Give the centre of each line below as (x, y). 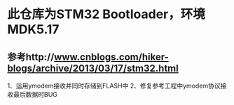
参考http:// (31, 57)
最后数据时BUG (35, 94)
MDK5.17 (33, 30)
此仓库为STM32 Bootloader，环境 (106, 14)
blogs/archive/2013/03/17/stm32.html (93, 68)
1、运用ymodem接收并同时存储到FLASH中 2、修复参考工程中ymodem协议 (114, 86)
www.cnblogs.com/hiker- (111, 57)
